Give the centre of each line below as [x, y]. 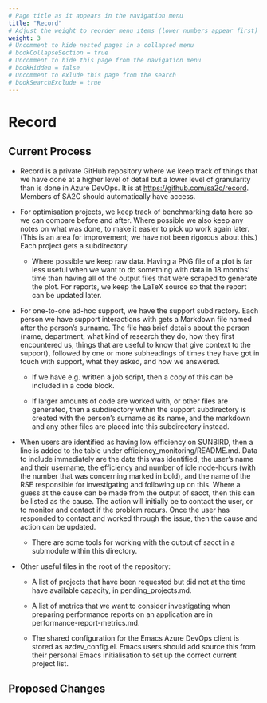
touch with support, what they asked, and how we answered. [120, 361]
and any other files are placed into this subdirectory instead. [130, 426]
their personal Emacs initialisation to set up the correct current [134, 655]
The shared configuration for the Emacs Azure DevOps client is [135, 638]
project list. [50, 663]
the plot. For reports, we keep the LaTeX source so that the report [139, 286]
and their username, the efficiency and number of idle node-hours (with [138, 467]
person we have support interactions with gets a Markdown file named [136, 319]
